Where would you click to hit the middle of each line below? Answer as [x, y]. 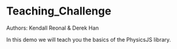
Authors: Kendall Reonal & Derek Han [52, 28]
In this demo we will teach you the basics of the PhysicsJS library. [89, 39]
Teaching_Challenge [59, 11]
